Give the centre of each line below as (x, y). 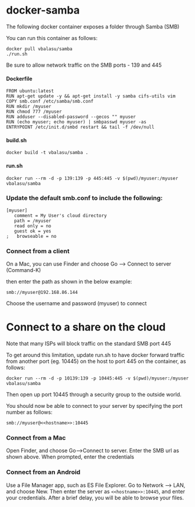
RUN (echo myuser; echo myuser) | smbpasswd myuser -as (76, 122)
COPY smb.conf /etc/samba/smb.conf (50, 102)
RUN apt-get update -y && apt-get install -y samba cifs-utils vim (91, 96)
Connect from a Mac (36, 438)
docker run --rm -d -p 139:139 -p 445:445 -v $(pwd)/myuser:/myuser (92, 178)
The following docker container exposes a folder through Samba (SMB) (93, 27)
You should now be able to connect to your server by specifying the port (95, 406)
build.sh (17, 140)
